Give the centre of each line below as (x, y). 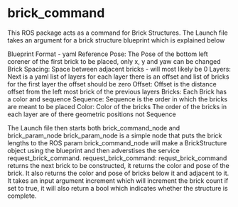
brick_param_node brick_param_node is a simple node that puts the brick (115, 135)
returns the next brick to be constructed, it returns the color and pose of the (118, 165)
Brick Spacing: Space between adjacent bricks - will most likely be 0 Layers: (119, 69)
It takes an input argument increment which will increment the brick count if (118, 180)
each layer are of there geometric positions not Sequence (92, 114)
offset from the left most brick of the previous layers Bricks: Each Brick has (117, 91)
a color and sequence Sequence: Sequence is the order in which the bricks (118, 99)
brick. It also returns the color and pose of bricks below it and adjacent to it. (118, 173)
